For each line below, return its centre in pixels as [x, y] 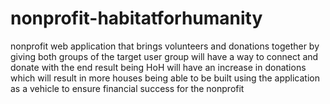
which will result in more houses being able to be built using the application [165, 78]
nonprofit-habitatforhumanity [136, 18]
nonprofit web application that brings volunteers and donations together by [165, 46]
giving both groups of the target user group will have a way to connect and [164, 56]
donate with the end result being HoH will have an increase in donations [158, 67]
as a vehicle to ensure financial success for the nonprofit [127, 88]
